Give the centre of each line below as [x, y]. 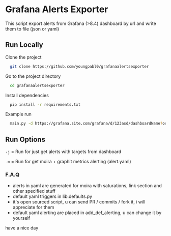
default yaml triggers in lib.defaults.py [52, 196]
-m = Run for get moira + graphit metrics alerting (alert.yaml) [68, 162]
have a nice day [22, 228]
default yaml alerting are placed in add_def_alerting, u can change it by [87, 213]
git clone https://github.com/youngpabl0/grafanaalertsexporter [79, 66]
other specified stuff [34, 191]
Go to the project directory [33, 76]
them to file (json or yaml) [32, 28]
